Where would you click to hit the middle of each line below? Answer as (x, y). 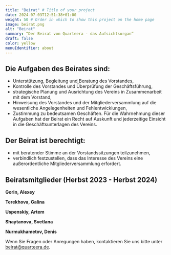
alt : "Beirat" (20, 29)
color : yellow (20, 43)
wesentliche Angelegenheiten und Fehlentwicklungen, (70, 108)
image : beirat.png (25, 24)
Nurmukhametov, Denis (31, 232)
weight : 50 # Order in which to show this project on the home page (80, 19)
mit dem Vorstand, (32, 97)
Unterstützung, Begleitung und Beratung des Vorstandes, (73, 81)
